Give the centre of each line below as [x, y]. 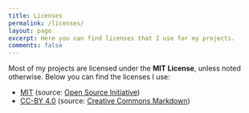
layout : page [30, 30]
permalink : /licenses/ [46, 23]
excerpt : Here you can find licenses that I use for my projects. [122, 38]
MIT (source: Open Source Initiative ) [80, 92]
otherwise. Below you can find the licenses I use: [89, 77]
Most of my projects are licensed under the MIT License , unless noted [124, 68]
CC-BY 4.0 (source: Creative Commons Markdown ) [105, 101]
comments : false [35, 46]
